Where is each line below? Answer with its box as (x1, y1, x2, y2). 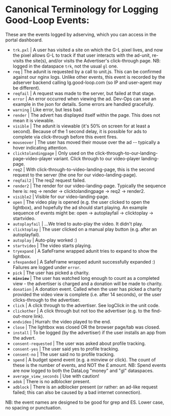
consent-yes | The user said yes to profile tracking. (12, 345, 119, 352)
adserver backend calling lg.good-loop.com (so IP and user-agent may (12, 79, 162, 85)
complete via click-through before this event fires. (12, 134, 118, 140)
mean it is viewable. (12, 117, 55, 123)
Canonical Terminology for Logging (5, 4, 159, 15)
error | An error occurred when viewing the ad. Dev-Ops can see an (12, 96, 157, 102)
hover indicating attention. (12, 144, 68, 150)
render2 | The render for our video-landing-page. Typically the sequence (12, 183, 166, 189)
